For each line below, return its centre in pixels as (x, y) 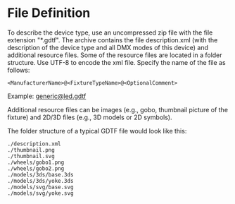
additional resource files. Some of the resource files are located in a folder (115, 55)
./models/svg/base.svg (40, 187)
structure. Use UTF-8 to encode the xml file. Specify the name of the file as (117, 62)
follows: (19, 70)
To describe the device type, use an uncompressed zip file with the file (110, 32)
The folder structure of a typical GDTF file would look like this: (97, 131)
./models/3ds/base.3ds (40, 174)
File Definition (49, 13)
